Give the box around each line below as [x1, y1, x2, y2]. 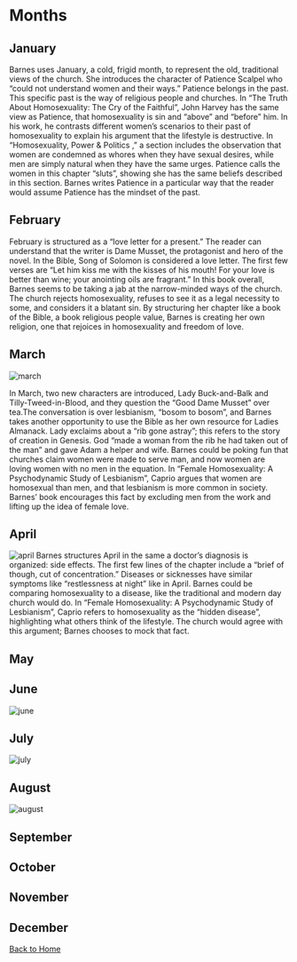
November [9, 890, 69, 905]
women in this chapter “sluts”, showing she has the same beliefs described [9, 168, 283, 179]
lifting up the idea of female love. [9, 501, 129, 512]
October [9, 860, 56, 875]
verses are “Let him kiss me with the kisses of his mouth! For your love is [9, 264, 275, 275]
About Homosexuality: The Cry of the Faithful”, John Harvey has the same [9, 102, 279, 112]
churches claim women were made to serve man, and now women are [9, 454, 266, 465]
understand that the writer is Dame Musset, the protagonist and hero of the [9, 245, 284, 256]
